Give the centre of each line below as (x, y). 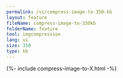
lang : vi (17, 40)
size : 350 (19, 46)
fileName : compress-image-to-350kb (51, 23)
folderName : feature (32, 29)
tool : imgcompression (34, 34)
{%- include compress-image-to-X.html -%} (62, 68)
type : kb (17, 51)
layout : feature (27, 18)
